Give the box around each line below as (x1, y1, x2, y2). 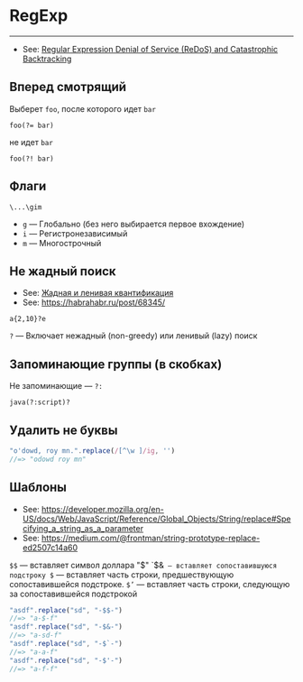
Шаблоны (9, 480, 68, 495)
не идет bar (9, 136, 54, 147)
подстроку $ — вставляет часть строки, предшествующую (9, 569, 234, 580)
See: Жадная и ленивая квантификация (22, 288, 174, 299)
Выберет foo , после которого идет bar (9, 103, 156, 114)
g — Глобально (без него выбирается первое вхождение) (22, 218, 245, 229)
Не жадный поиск (9, 263, 116, 279)
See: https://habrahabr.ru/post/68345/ (22, 297, 166, 308)
